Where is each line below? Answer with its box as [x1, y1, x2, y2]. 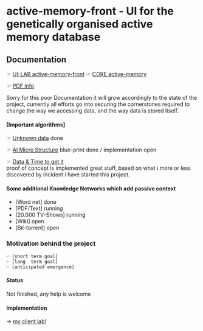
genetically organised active [6, 17, 153, 31]
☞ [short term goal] [6, 253, 59, 259]
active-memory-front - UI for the [6, 4, 174, 18]
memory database [6, 30, 101, 44]
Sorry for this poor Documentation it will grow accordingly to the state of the [6, 94, 198, 101]
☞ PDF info [6, 82, 35, 89]
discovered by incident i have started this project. [6, 171, 130, 178]
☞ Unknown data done [6, 134, 64, 142]
